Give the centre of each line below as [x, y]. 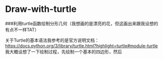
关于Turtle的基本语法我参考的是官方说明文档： [52, 40]
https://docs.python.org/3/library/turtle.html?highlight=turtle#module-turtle [81, 46]
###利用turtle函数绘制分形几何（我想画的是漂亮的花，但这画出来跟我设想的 [82, 23]
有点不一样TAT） [22, 29]
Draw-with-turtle [41, 9]
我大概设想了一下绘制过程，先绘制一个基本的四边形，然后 [63, 52]
